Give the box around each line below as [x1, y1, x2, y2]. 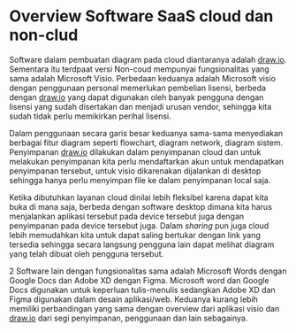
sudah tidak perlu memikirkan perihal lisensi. [9, 111, 171, 121]
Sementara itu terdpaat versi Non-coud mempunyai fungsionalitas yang [9, 64, 269, 74]
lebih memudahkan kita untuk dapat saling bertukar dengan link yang [9, 229, 261, 240]
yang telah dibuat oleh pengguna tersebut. [9, 248, 164, 259]
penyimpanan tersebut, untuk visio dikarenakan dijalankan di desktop [9, 166, 262, 176]
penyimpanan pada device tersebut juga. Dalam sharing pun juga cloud [9, 220, 269, 231]
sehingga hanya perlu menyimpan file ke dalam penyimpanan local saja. [9, 174, 271, 185]
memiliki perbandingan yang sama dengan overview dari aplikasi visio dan [9, 303, 280, 313]
